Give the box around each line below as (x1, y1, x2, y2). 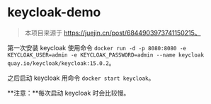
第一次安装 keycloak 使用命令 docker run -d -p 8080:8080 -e (7, 43, 186, 52)
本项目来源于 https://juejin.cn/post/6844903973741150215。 (24, 28, 201, 37)
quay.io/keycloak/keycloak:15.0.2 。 (7, 58, 115, 67)
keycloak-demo (7, 4, 101, 21)
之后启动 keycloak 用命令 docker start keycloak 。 (7, 74, 155, 82)
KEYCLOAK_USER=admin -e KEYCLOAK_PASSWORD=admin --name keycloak (7, 51, 204, 59)
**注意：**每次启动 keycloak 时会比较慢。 (7, 88, 130, 97)
